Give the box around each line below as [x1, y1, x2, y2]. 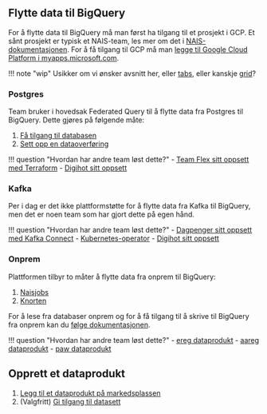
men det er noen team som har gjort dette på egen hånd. [8, 209, 195, 219]
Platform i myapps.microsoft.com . [8, 53, 120, 62]
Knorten [19, 296, 47, 305]
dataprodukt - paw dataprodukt [8, 344, 112, 353]
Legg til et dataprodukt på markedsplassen [19, 388, 161, 398]
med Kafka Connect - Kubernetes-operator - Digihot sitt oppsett [8, 233, 219, 243]
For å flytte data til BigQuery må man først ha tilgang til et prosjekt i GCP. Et [8, 27, 255, 37]
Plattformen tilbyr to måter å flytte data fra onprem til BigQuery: [8, 272, 217, 281]
